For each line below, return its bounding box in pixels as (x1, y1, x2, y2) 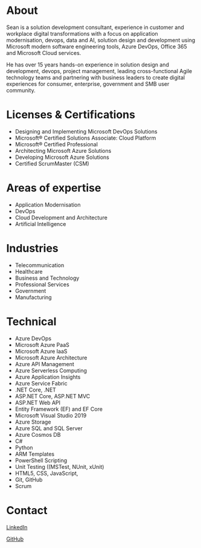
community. (6, 86, 36, 94)
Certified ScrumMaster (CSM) (14, 160, 89, 167)
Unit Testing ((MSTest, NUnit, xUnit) (14, 463, 104, 470)
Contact (6, 503, 48, 517)
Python (14, 443, 33, 451)
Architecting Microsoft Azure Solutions (14, 147, 112, 154)
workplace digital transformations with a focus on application (6, 30, 158, 37)
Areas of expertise (6, 181, 101, 195)
